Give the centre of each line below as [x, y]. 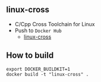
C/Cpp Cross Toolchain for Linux [55, 24]
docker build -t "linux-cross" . [48, 74]
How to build [30, 56]
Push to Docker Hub [38, 30]
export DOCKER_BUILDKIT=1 [38, 69]
